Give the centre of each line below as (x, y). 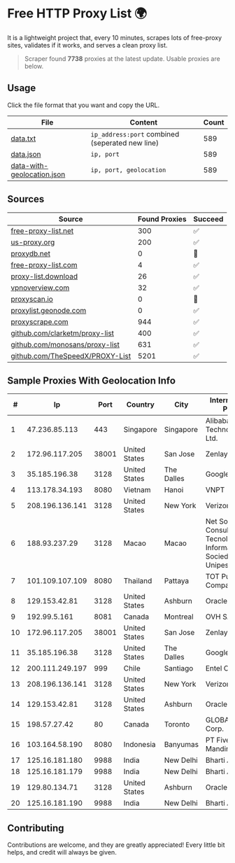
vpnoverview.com (40, 288)
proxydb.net (31, 253)
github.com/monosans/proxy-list (65, 344)
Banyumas (181, 745)
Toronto (177, 724)
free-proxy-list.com (44, 265)
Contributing (36, 828)
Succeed (208, 219)
